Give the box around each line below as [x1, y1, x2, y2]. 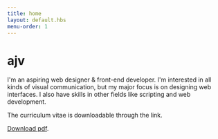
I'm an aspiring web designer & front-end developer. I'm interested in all [7, 75, 212, 84]
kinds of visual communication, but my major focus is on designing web [7, 83, 212, 91]
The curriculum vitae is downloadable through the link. [7, 111, 163, 120]
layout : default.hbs [7, 17, 67, 24]
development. [7, 98, 46, 106]
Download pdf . [7, 124, 49, 133]
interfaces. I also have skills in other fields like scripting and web [7, 91, 191, 99]
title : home [7, 10, 42, 17]
